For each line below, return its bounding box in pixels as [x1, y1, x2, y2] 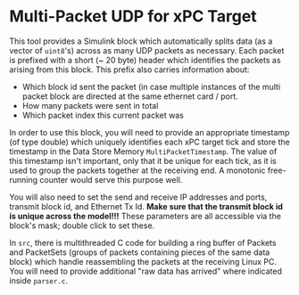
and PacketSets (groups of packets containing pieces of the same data [9, 247, 270, 258]
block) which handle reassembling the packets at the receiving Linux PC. [9, 256, 278, 266]
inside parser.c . [9, 275, 69, 286]
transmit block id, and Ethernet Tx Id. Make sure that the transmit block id [9, 201, 284, 211]
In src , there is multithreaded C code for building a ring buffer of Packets [9, 237, 277, 248]
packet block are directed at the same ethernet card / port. [21, 91, 238, 102]
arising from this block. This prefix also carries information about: [9, 64, 250, 75]
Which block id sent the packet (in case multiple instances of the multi [21, 81, 281, 92]
